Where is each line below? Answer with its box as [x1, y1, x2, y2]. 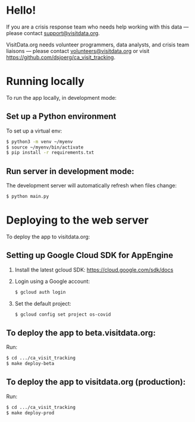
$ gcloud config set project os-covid [14, 311, 111, 317]
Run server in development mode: [6, 166, 135, 176]
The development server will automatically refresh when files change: [6, 182, 177, 189]
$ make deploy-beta [6, 361, 55, 367]
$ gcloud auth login [14, 289, 66, 295]
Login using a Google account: [14, 278, 90, 285]
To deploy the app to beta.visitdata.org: [6, 327, 156, 338]
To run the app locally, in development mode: [6, 94, 117, 101]
